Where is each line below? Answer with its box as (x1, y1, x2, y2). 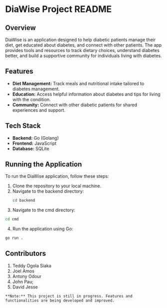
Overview (5, 24, 36, 32)
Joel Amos (12, 268, 35, 274)
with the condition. (12, 96, 51, 102)
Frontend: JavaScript (12, 140, 57, 146)
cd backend (12, 198, 35, 203)
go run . (5, 235, 23, 241)
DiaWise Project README (5, 4, 112, 15)
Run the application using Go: (12, 226, 73, 232)
